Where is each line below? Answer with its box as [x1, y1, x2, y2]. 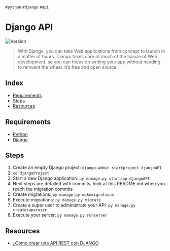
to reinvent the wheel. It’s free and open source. [17, 64, 118, 70]
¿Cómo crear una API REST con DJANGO [12, 240, 99, 246]
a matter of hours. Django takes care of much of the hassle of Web [17, 53, 157, 59]
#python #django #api [5, 5, 49, 10]
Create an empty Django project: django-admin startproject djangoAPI [12, 164, 162, 171]
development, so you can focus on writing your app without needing [17, 59, 161, 65]
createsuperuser [12, 207, 47, 213]
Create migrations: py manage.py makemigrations [12, 191, 114, 197]
